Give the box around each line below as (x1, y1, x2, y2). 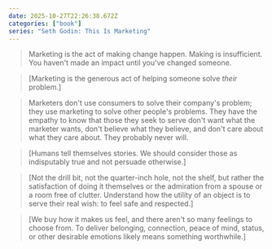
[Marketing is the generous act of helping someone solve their (28, 74, 238, 84)
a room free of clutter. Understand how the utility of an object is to (28, 190, 251, 200)
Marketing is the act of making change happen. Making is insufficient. (28, 50, 263, 59)
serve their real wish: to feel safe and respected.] (28, 199, 194, 208)
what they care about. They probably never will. (28, 133, 189, 142)
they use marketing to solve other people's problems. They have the (28, 107, 258, 116)
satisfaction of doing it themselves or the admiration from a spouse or (28, 181, 263, 191)
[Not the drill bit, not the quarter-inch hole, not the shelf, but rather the (28, 173, 265, 183)
